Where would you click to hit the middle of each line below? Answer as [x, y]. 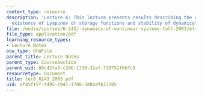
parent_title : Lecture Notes [43, 57]
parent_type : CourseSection [41, 62]
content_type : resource [36, 12]
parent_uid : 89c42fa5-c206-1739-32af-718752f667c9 [71, 68]
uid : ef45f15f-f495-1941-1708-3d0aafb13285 [62, 85]
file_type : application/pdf [41, 34]
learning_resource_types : [38, 40]
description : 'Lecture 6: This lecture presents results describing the [99, 17]
